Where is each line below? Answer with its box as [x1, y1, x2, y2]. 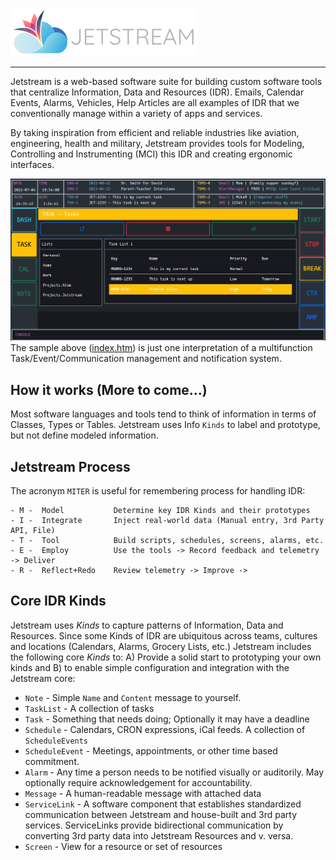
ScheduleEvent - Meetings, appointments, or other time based [24, 744, 278, 757]
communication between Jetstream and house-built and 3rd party [24, 808, 298, 820]
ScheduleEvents [24, 736, 89, 746]
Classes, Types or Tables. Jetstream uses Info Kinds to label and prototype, [10, 419, 321, 431]
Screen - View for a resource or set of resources [24, 840, 223, 852]
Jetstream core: [10, 672, 76, 684]
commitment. [24, 755, 80, 767]
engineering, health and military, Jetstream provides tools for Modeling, [10, 138, 305, 149]
